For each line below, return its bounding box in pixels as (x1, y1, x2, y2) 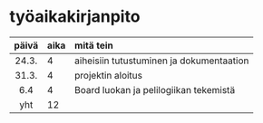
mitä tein (73, 39, 113, 52)
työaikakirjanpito (9, 6, 141, 27)
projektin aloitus (73, 69, 143, 81)
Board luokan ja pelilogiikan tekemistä (73, 83, 236, 96)
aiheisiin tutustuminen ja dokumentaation (73, 54, 249, 67)
